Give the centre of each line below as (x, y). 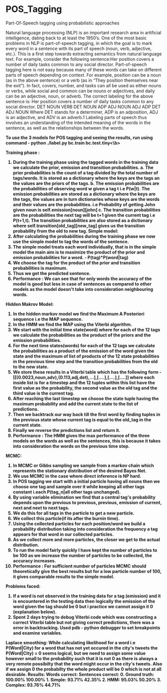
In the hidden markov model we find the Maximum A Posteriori (79, 314)
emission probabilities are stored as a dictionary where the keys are (84, 194)
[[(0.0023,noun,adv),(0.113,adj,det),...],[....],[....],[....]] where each (84, 377)
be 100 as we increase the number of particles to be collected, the (82, 555)
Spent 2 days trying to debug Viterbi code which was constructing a (85, 617)
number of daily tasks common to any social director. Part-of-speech (76, 64)
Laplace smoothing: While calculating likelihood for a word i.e (71, 642)
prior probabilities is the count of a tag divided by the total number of (85, 172)
